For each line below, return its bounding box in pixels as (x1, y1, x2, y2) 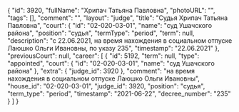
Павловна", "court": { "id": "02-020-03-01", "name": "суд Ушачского (7, 21, 213, 29)
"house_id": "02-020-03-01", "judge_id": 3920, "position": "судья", (7, 82, 205, 90)
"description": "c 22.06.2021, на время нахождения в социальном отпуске (7, 36, 233, 45)
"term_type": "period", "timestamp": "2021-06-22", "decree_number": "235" (7, 89, 231, 98)
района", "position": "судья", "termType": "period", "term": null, (7, 29, 195, 37)
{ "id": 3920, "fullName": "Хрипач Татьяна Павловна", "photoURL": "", (7, 6, 215, 14)
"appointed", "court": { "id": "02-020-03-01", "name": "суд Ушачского (7, 59, 215, 67)
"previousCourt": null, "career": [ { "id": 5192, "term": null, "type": (7, 51, 200, 60)
